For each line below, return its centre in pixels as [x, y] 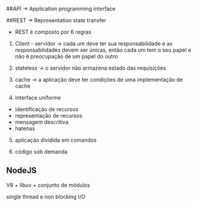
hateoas [25, 128]
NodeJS [22, 171]
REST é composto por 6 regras [53, 32]
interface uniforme [38, 98]
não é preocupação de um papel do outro [66, 56]
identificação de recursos [47, 109]
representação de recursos [49, 116]
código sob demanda [41, 152]
